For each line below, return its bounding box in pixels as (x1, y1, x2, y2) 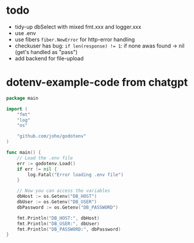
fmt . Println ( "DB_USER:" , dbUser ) (17, 220, 100, 226)
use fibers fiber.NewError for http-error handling (14, 36, 135, 43)
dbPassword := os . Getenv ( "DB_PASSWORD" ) (17, 204, 118, 210)
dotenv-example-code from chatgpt (6, 75, 188, 89)
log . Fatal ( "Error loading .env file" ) (27, 172, 124, 178)
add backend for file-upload (14, 55, 84, 62)
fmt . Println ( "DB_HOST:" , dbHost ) (17, 215, 100, 221)
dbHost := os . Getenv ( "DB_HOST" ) (17, 194, 97, 200)
